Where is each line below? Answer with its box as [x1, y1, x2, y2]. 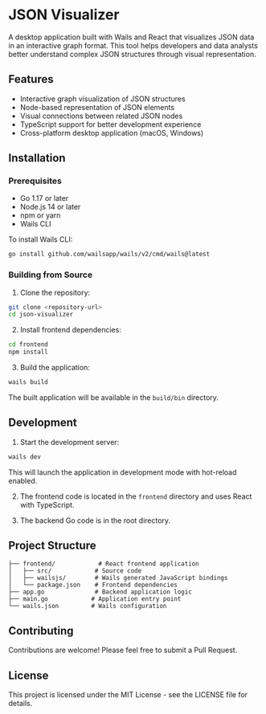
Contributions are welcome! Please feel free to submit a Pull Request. [8, 645, 238, 655]
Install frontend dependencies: [19, 325, 122, 335]
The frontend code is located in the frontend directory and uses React [19, 492, 252, 501]
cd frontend [8, 341, 48, 349]
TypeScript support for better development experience [19, 119, 202, 129]
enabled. [8, 475, 38, 485]
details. [8, 699, 33, 708]
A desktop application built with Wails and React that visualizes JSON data [8, 32, 255, 42]
